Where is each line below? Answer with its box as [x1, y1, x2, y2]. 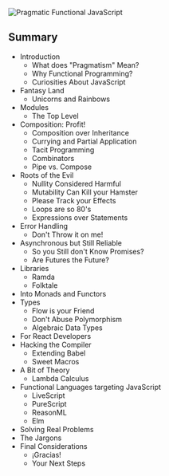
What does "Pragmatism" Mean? [31, 60, 140, 69]
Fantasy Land [19, 85, 65, 95]
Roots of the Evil [19, 170, 74, 179]
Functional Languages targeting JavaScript [19, 382, 162, 391]
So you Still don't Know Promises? [31, 246, 145, 256]
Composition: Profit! [19, 120, 86, 129]
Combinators [31, 153, 75, 163]
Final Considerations [19, 441, 88, 450]
